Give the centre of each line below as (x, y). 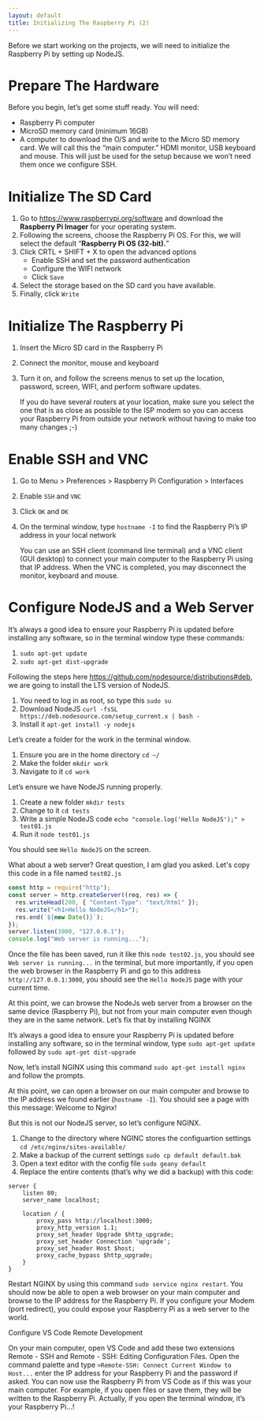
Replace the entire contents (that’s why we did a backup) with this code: (137, 1172)
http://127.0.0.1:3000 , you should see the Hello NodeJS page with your (125, 979)
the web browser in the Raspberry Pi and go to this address (104, 971)
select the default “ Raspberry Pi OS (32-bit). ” (94, 244)
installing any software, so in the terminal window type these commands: (126, 638)
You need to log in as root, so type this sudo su (95, 700)
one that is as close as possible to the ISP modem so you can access (132, 411)
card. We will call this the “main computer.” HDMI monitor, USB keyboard (138, 148)
